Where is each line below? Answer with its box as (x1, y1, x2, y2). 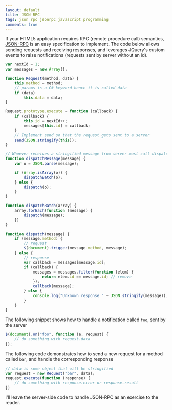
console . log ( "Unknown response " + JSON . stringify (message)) (32, 293, 166, 298)
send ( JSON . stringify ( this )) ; (14, 138, 77, 143)
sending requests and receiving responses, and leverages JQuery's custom (5, 47, 165, 53)
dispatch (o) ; (24, 185, 52, 190)
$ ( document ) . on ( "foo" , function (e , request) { (5, 332, 109, 337)
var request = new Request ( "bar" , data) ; (5, 371, 95, 376)
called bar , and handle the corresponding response (5, 356, 114, 362)
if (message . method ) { (14, 236, 63, 241)
